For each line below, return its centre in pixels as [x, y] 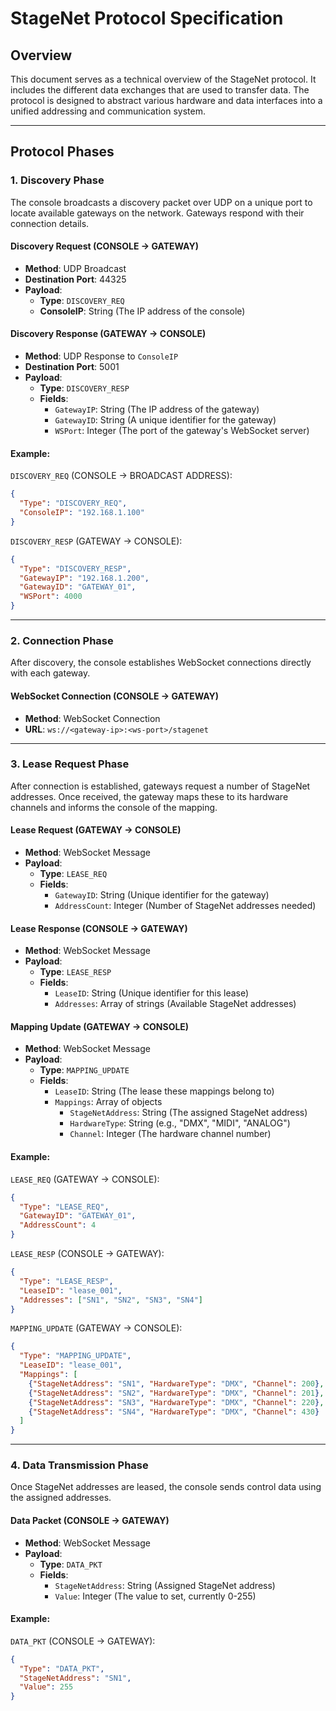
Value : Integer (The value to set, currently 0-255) [155, 1596]
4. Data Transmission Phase [79, 1465]
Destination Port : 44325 [75, 279]
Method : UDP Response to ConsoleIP [101, 356]
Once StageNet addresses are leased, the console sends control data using [166, 1487]
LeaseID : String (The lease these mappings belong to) [164, 1091]
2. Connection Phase [62, 640]
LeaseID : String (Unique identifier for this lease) [152, 993]
